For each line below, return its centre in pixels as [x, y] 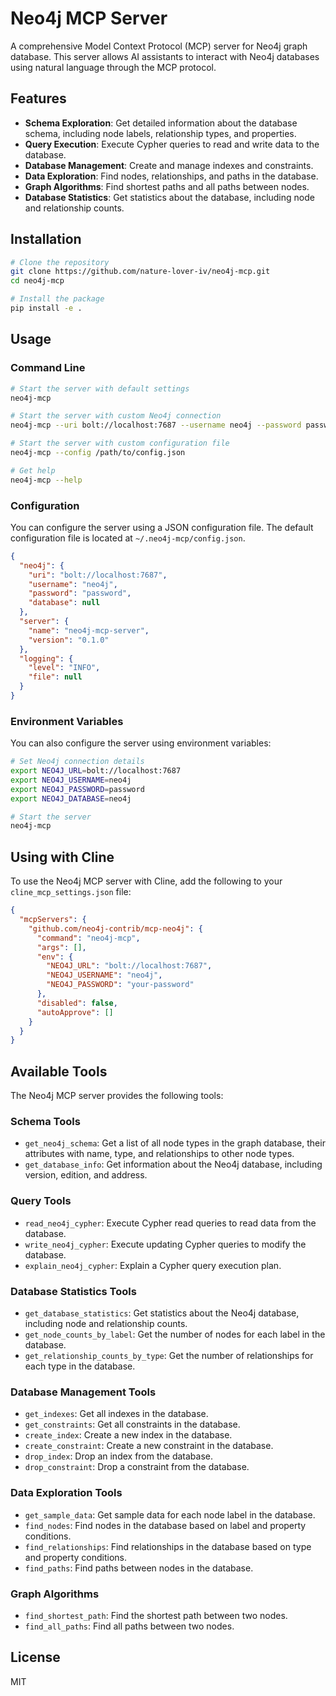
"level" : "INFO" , [64, 668]
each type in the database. [80, 1366]
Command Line [48, 368]
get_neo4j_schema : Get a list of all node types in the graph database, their [175, 1143]
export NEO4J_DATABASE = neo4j [71, 798]
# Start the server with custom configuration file [120, 443]
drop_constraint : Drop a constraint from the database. [137, 1467]
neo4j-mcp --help [46, 480]
